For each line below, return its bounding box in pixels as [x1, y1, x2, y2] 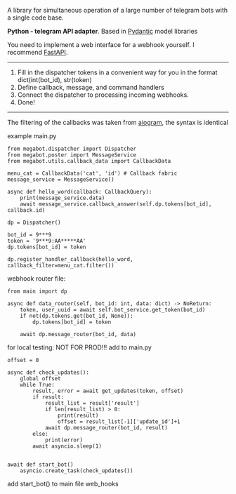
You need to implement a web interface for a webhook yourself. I [7, 41, 195, 48]
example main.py [7, 132, 57, 140]
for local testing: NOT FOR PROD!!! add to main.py [7, 343, 152, 352]
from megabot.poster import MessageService [7, 152, 137, 159]
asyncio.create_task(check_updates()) [20, 467, 133, 474]
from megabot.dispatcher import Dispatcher [7, 145, 137, 152]
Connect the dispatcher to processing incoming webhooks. [17, 91, 190, 99]
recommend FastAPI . [7, 48, 68, 56]
